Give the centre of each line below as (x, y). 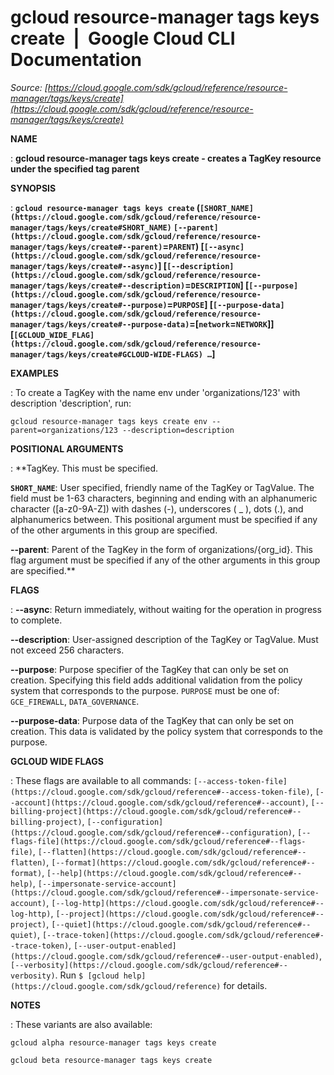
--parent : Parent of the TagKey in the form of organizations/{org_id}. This (161, 549)
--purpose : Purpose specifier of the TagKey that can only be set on (149, 669)
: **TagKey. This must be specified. (84, 468)
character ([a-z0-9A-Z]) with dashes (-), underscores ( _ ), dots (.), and (157, 508)
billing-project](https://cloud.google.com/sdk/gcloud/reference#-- (156, 811)
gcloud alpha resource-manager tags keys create (113, 1042)
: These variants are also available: (81, 1024)
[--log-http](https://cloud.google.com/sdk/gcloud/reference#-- (188, 903)
